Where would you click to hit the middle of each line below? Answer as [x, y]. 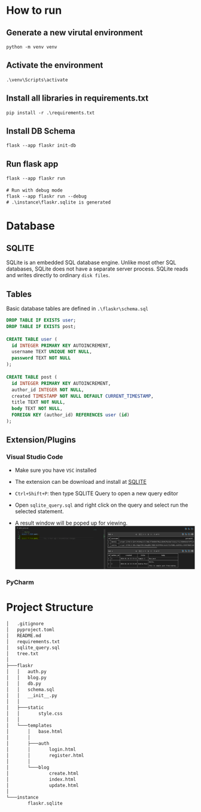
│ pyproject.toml [31, 630]
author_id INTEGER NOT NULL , [48, 390]
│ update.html [42, 786]
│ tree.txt [22, 654]
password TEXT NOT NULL [41, 358]
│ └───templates [29, 726]
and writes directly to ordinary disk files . [58, 275]
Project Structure [50, 607]
